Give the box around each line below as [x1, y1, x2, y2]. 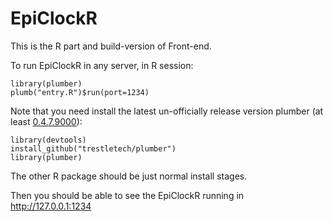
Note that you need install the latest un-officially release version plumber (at [10, 105, 324, 117]
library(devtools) [10, 135, 87, 145]
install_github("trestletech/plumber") [10, 143, 177, 154]
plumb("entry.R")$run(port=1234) [10, 87, 150, 97]
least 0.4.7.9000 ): [10, 115, 83, 127]
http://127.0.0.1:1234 [10, 200, 92, 212]
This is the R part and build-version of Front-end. [10, 40, 212, 52]
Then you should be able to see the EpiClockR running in [10, 189, 245, 201]
